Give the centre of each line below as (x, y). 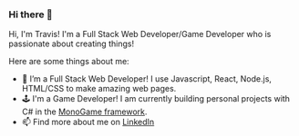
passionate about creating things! (71, 44)
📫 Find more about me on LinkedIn (88, 122)
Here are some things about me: (69, 62)
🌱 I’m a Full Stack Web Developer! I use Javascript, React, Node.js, (147, 79)
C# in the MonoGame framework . (84, 112)
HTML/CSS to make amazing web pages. (99, 89)
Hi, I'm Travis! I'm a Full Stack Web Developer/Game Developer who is (140, 34)
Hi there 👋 (31, 15)
